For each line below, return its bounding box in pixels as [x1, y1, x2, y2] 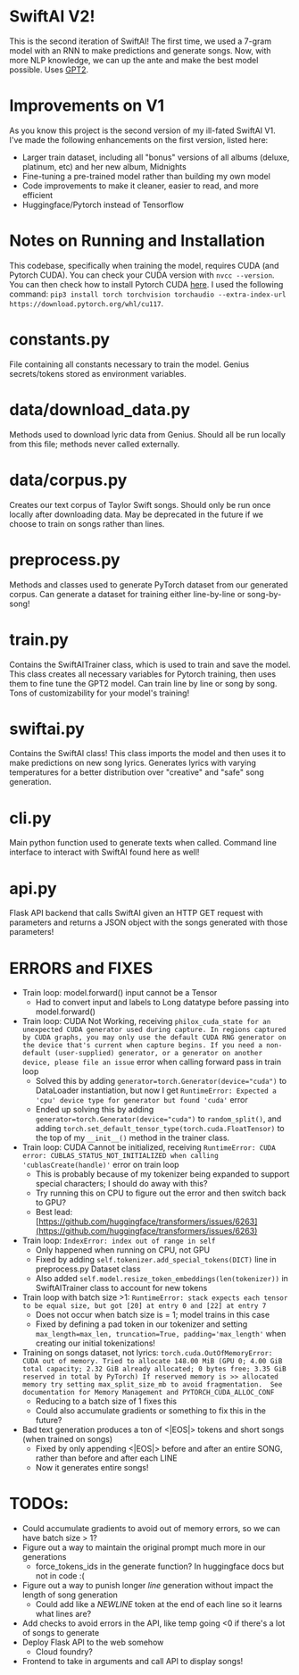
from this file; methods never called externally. [9, 438, 180, 449]
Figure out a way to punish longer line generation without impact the [21, 1580, 274, 1591]
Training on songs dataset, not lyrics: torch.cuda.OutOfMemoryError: [21, 1347, 273, 1358]
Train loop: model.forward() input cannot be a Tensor [21, 987, 218, 998]
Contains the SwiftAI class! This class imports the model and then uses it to [9, 748, 287, 759]
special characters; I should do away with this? [35, 1179, 208, 1189]
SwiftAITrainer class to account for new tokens [35, 1283, 208, 1294]
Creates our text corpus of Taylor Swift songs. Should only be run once [9, 499, 271, 510]
